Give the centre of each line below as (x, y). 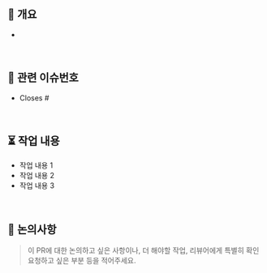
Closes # (34, 98)
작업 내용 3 (37, 186)
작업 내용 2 (37, 176)
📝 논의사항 (32, 229)
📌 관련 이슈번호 (43, 78)
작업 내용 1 (36, 165)
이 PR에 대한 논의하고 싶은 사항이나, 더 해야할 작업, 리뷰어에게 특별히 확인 (143, 250)
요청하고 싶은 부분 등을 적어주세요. (82, 261)
